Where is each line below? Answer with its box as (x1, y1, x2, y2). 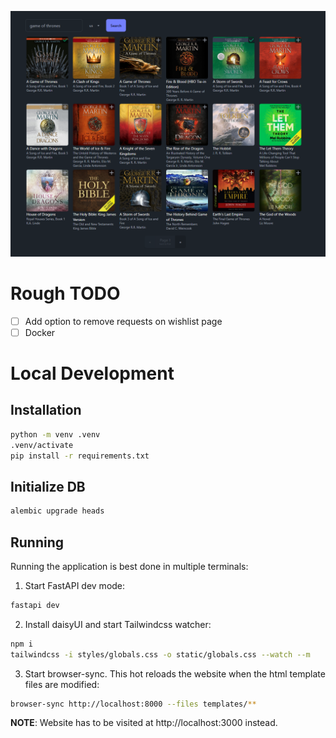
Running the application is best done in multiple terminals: (10, 560, 249, 572)
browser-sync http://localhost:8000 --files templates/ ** (10, 699, 257, 709)
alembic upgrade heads (10, 506, 105, 516)
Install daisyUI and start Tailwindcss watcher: (24, 618, 212, 630)
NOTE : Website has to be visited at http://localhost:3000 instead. (10, 717, 278, 729)
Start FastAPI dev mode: (24, 579, 126, 591)
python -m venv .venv (10, 429, 101, 440)
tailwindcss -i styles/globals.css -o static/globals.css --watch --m (10, 649, 311, 660)
